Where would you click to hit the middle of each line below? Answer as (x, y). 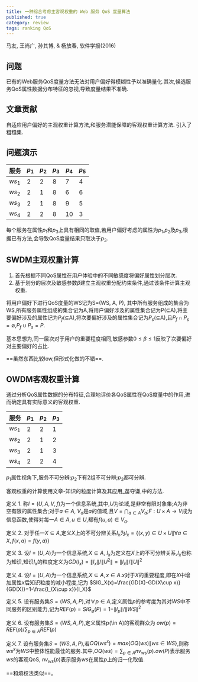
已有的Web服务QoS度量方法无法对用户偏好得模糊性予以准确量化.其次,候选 (96, 82)
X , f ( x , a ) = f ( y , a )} (28, 541)
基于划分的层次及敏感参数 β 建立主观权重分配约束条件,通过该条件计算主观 (103, 282)
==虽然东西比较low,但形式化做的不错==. (55, 359)
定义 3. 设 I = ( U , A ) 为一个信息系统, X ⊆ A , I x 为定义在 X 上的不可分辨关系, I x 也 (96, 554)
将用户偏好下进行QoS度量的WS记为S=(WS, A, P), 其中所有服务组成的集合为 (98, 303)
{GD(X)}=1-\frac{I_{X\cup (37, 589)
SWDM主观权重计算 (43, 260)
